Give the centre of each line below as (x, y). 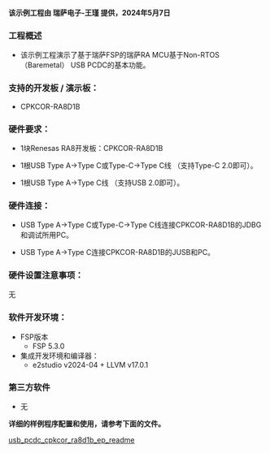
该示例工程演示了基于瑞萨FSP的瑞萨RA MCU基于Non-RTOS (120, 55)
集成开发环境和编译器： (59, 356)
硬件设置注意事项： (46, 275)
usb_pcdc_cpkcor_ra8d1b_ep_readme (72, 440)
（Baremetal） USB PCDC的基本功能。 (85, 65)
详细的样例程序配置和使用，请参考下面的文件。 (87, 424)
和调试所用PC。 (46, 235)
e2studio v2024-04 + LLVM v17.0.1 (90, 365)
